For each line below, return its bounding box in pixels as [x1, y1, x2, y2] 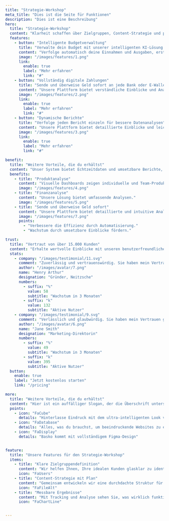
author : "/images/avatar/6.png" [18, 321, 87, 326]
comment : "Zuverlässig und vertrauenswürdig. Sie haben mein [18, 261, 150, 266]
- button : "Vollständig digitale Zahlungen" [14, 78, 109, 83]
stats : [10, 251, 24, 256]
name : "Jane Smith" [18, 326, 59, 331]
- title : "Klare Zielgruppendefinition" [14, 462, 100, 467]
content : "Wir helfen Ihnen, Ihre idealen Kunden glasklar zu [18, 466, 152, 471]
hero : [5, 21, 17, 27]
